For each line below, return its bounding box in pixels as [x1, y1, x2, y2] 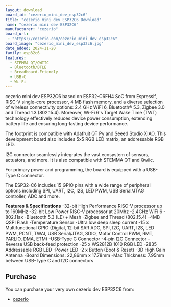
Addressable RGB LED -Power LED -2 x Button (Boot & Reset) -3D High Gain [5, 246, 166, 253]
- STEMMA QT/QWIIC [10, 60, 50, 65]
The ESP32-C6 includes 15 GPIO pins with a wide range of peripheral [5, 182, 151, 188]
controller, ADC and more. [5, 193, 60, 199]
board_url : [5, 31, 29, 36]
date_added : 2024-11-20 [5, 46, 56, 51]
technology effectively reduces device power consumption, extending [5, 115, 153, 121]
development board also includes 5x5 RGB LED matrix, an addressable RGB [5, 136, 164, 142]
